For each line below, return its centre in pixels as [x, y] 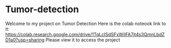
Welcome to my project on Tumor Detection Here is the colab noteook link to [86, 23]
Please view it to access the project [83, 40]
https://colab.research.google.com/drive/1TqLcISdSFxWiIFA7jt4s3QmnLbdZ [85, 34]
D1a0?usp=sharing [25, 40]
